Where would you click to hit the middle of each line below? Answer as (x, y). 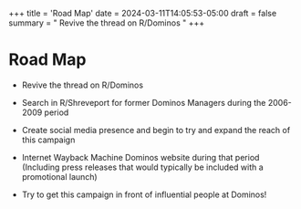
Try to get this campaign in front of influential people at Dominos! (144, 194)
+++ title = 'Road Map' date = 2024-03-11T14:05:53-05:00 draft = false (143, 13)
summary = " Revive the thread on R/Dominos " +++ (107, 23)
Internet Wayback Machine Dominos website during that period (140, 157)
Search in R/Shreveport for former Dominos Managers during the (144, 102)
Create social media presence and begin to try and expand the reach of (156, 130)
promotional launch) (59, 176)
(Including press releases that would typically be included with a (142, 167)
